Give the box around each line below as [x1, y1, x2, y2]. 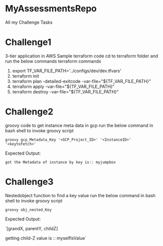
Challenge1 [5, 37, 52, 48]
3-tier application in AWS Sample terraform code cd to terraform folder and [5, 53, 158, 59]
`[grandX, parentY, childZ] [5, 225, 58, 231]
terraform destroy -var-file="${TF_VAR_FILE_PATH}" [12, 88, 119, 94]
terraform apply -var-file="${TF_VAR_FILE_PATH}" [12, 83, 115, 89]
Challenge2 [5, 106, 53, 118]
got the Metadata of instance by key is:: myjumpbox [5, 160, 116, 164]
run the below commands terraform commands [5, 58, 101, 64]
